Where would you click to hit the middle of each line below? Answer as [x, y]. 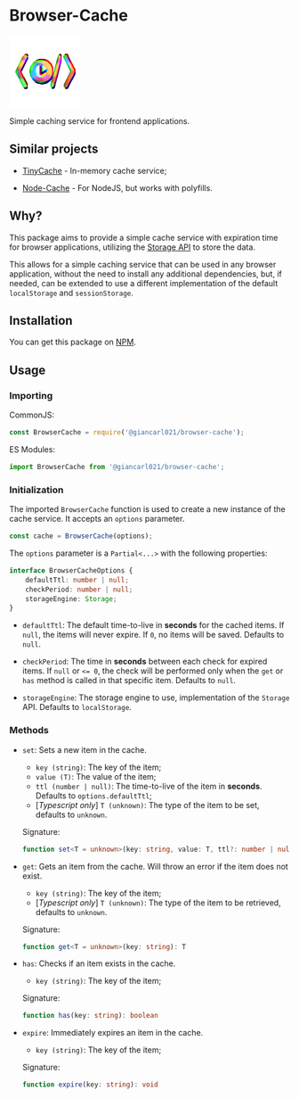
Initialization [36, 490]
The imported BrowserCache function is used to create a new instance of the [148, 509]
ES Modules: [32, 449]
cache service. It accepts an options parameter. [97, 519]
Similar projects [54, 149]
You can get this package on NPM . [73, 342]
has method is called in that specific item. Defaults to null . [129, 681]
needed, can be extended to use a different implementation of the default [144, 283]
